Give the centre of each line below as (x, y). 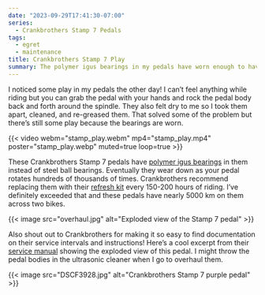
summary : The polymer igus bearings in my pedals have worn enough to (127, 67)
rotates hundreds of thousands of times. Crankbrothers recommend (118, 178)
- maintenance (38, 52)
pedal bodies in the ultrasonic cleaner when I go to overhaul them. (116, 259)
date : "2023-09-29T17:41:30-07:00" (67, 15)
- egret (28, 45)
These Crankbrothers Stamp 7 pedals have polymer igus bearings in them (128, 162)
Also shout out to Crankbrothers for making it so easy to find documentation (132, 234)
